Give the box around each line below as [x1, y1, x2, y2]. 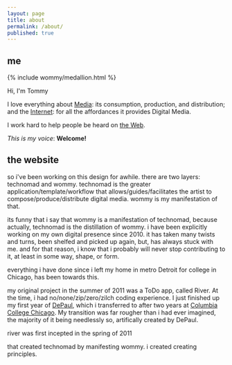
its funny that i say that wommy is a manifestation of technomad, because [7, 215, 218, 223]
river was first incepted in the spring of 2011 [7, 329, 133, 337]
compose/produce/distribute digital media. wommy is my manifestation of [7, 194, 218, 203]
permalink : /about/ [7, 23, 64, 30]
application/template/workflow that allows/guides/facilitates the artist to [7, 187, 213, 196]
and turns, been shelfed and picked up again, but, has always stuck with [7, 237, 213, 245]
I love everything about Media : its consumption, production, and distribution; [7, 100, 225, 109]
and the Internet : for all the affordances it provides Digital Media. [7, 108, 192, 116]
